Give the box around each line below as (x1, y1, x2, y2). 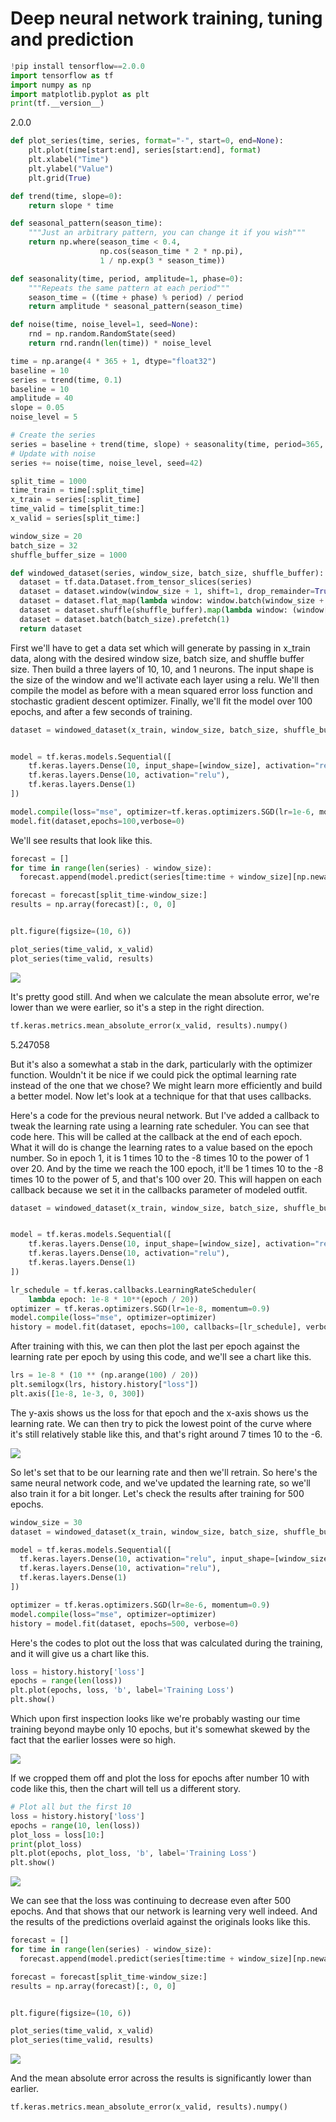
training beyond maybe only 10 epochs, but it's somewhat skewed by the (10, 1723, 311, 1736)
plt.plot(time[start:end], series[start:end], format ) (28, 145, 262, 156)
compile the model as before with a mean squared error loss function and (10, 684, 313, 696)
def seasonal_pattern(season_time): (10, 218, 163, 229)
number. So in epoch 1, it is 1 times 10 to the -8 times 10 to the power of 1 (10, 1152, 310, 1164)
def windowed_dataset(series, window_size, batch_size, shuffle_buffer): (10, 568, 325, 578)
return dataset (19, 623, 83, 634)
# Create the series (10, 430, 97, 441)
